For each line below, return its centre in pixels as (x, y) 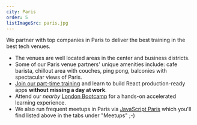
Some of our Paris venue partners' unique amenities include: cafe (96, 64)
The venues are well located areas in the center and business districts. (102, 58)
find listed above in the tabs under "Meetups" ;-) (75, 115)
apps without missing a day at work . (61, 90)
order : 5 (17, 17)
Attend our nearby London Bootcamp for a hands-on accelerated (95, 96)
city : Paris (21, 12)
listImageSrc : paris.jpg (37, 23)
